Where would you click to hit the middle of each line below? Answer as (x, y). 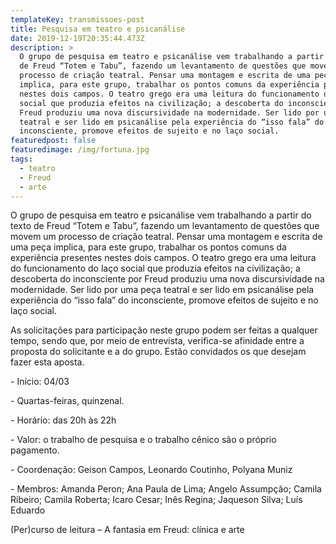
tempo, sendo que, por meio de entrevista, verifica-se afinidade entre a (157, 341)
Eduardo (28, 510)
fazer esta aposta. (47, 362)
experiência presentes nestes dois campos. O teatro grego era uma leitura (163, 258)
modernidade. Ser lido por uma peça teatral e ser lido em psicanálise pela (162, 290)
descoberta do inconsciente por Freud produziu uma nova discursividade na (167, 279)
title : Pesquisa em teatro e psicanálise (98, 29)
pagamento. (35, 450)
